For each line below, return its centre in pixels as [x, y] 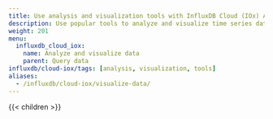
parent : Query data [56, 62]
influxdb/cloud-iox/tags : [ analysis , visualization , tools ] [113, 69]
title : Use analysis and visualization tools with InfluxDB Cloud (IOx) [134, 16]
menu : [17, 38]
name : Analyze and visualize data [81, 53]
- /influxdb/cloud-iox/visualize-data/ [83, 83]
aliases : [23, 76]
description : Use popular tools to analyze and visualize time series [130, 23]
